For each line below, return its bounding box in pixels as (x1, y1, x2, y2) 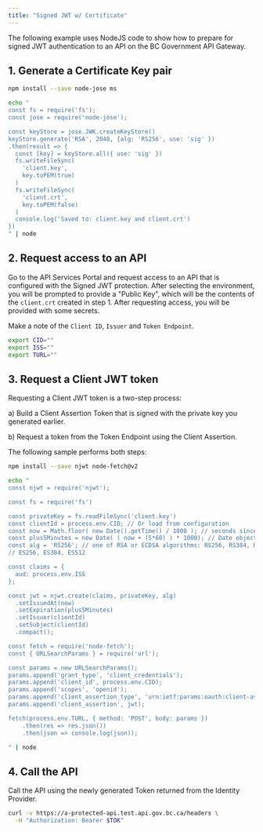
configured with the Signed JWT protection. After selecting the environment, (8, 280, 255, 290)
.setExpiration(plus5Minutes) (15, 606, 113, 615)
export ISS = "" (8, 343, 55, 352)
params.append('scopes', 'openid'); (8, 686, 128, 694)
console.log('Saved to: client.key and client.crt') (15, 215, 191, 224)
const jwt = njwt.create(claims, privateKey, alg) (8, 592, 177, 600)
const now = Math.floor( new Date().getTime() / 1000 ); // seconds (8, 527, 236, 535)
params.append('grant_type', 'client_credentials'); (8, 671, 184, 679)
